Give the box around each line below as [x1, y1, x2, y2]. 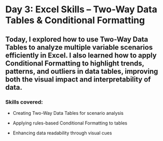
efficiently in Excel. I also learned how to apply [5, 51, 157, 59]
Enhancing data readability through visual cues [12, 130, 112, 136]
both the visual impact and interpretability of [5, 75, 151, 84]
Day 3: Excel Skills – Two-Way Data [5, 4, 157, 15]
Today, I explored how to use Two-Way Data [5, 35, 149, 44]
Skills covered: [5, 98, 43, 106]
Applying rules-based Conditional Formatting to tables [12, 119, 128, 126]
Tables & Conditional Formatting [5, 14, 145, 26]
